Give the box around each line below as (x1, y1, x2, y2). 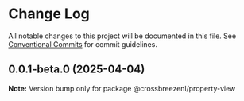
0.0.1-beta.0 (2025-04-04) (8, 63, 145, 76)
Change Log (8, 5, 90, 23)
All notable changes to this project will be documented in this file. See (8, 31, 237, 41)
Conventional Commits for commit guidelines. (8, 39, 157, 49)
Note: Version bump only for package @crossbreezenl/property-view (8, 84, 236, 93)
